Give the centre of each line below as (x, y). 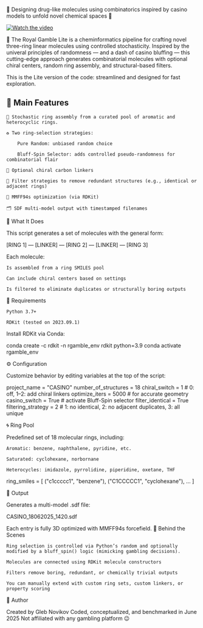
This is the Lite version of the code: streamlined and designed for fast (93, 77)
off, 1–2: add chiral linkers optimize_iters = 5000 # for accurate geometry (98, 394)
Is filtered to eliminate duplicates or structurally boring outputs (96, 289)
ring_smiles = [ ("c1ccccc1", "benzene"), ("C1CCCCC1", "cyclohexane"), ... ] (100, 481)
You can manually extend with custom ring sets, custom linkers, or (95, 583)
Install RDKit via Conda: (36, 334)
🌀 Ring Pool (20, 425)
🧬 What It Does (25, 221)
